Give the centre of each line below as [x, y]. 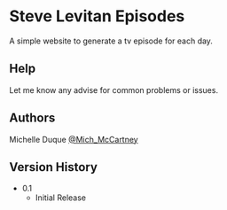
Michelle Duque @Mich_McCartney [74, 139]
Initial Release [61, 198]
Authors [32, 118]
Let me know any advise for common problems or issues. [114, 89]
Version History [53, 167]
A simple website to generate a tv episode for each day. [111, 41]
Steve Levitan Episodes [97, 16]
